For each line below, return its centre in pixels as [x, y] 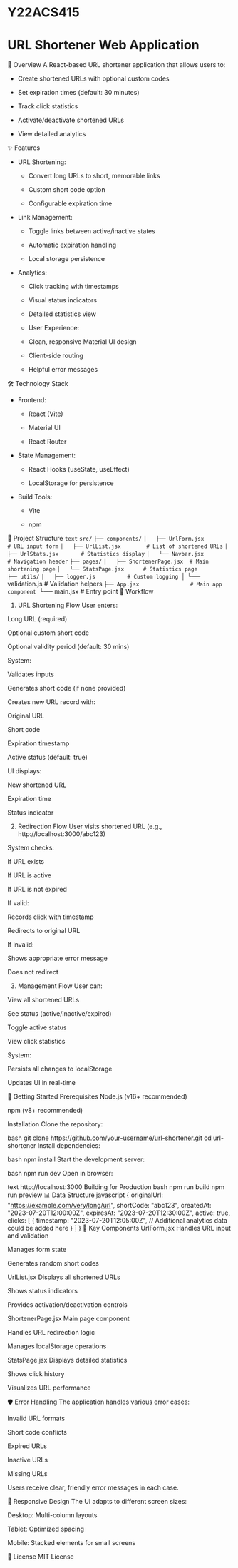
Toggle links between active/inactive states [92, 231]
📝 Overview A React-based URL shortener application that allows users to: [117, 65]
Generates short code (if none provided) [67, 688]
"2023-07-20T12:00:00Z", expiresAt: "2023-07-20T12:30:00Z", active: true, [119, 1213]
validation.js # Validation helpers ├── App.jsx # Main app [115, 584]
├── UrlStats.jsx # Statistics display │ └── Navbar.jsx [106, 554]
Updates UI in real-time [42, 1083]
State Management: [47, 455]
